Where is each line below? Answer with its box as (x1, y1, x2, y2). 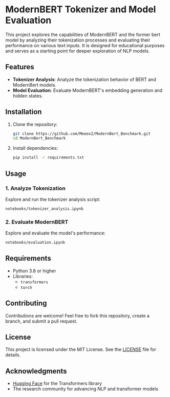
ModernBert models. (12, 82, 56, 88)
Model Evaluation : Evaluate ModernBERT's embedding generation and (12, 87, 163, 93)
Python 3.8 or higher (12, 268, 56, 274)
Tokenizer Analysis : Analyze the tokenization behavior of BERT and (12, 76, 156, 83)
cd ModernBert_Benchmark (12, 136, 66, 141)
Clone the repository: (12, 121, 58, 127)
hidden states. (12, 92, 43, 98)
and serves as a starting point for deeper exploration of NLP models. (5, 48, 150, 54)
